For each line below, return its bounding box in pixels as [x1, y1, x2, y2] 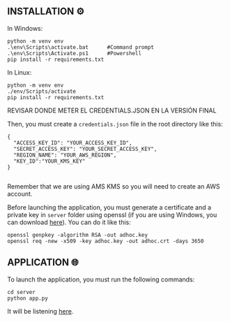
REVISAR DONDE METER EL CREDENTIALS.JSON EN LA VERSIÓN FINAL [7, 106, 217, 115]
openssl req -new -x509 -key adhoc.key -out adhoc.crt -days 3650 [7, 237, 204, 244]
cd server [7, 288, 36, 295]
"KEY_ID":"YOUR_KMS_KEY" [13, 157, 86, 165]
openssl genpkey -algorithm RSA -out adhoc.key [7, 231, 148, 238]
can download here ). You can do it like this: [7, 218, 131, 226]
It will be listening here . [7, 307, 74, 315]
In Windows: [7, 24, 43, 32]
